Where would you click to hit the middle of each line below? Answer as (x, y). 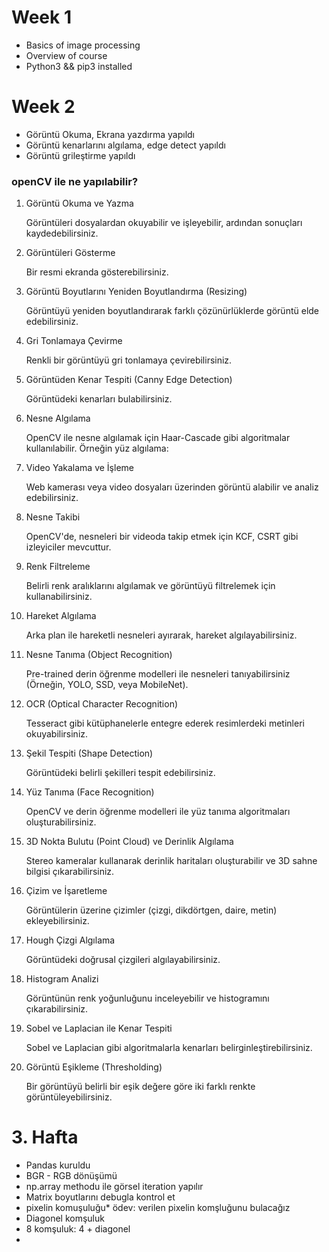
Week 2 (43, 107)
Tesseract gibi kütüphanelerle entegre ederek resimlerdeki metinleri (165, 723)
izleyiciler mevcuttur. (68, 547)
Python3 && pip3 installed (79, 66)
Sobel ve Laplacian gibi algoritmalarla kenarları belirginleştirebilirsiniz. (169, 1048)
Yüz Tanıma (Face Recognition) (90, 792)
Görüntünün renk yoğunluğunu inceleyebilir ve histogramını (147, 998)
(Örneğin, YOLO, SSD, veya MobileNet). (107, 685)
